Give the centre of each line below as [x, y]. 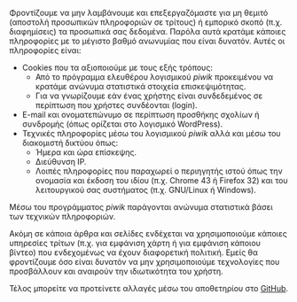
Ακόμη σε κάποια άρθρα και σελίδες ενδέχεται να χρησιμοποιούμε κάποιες [148, 233]
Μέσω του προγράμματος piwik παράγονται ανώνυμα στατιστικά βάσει [141, 207]
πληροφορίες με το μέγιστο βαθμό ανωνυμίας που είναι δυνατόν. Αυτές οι [147, 41]
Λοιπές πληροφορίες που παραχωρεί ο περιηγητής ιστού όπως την [159, 171]
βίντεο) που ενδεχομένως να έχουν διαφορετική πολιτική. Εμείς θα [134, 252]
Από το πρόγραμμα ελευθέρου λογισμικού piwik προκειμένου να [154, 77]
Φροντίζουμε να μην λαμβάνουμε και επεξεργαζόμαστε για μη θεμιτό [139, 13]
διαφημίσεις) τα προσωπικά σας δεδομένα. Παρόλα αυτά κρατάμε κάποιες [148, 31]
